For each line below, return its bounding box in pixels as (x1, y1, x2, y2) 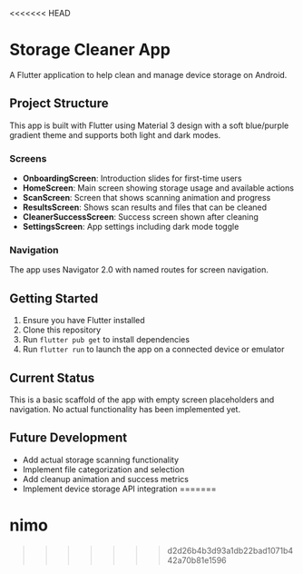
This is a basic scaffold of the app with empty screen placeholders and (9, 394, 275, 405)
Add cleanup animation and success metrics (22, 473, 189, 484)
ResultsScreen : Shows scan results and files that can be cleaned (22, 202, 268, 213)
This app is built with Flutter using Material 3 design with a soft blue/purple (9, 120, 289, 131)
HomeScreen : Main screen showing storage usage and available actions (22, 183, 295, 193)
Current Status (9, 370, 95, 385)
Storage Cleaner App (9, 40, 171, 60)
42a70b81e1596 (167, 554, 227, 566)
